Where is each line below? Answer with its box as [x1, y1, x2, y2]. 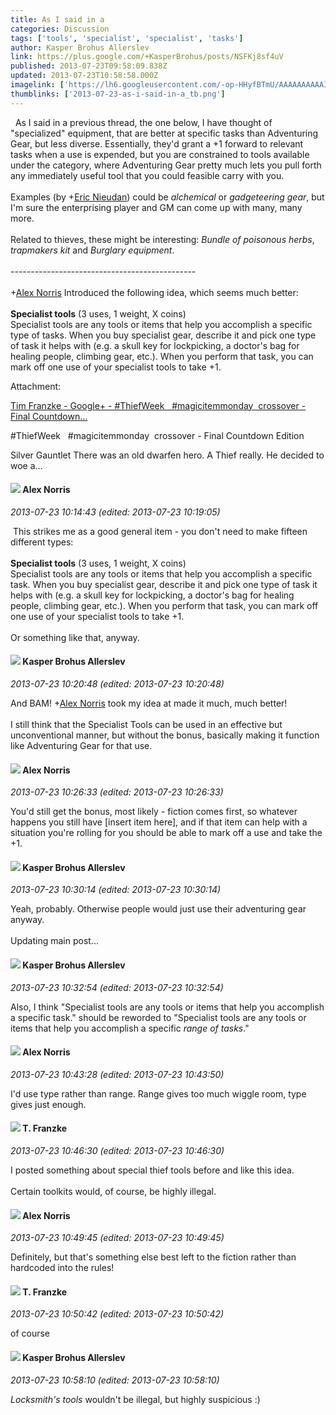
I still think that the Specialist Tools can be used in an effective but [10, 719, 283, 731]
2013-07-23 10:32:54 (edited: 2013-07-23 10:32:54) [10, 981, 224, 993]
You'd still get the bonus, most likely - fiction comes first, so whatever [10, 806, 298, 818]
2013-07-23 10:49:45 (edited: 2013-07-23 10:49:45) [10, 1232, 225, 1244]
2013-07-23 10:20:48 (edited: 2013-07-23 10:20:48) [10, 678, 225, 690]
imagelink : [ [10, 80, 65, 90]
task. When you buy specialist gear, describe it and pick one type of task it [10, 578, 318, 590]
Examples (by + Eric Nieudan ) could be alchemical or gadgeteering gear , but [10, 191, 325, 203]
